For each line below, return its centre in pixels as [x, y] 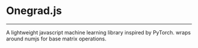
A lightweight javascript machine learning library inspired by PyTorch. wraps [98, 32]
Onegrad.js [34, 11]
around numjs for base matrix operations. [56, 39]
